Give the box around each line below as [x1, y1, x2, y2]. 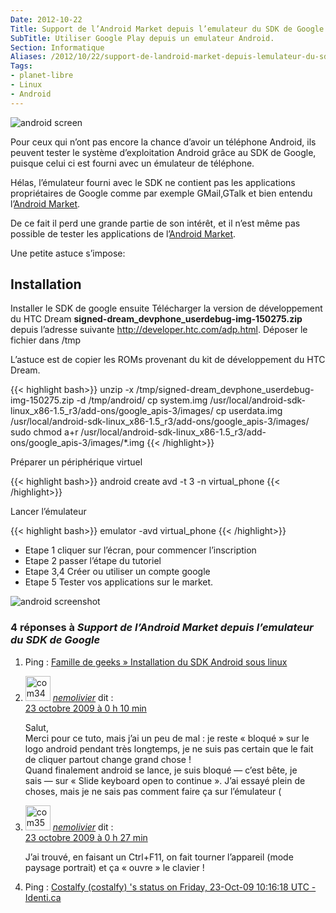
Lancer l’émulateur [10, 506, 87, 518]
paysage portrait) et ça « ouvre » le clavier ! [24, 861, 205, 873]
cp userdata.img [215, 405, 283, 417]
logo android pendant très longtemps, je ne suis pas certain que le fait [24, 742, 314, 755]
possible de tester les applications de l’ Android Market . [10, 227, 237, 240]
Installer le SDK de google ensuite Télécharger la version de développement [10, 302, 323, 315]
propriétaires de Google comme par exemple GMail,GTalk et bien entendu [10, 187, 313, 199]
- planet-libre [10, 71, 74, 81]
